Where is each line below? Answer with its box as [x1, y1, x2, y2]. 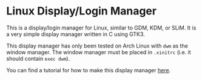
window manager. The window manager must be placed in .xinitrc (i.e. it [6, 48, 191, 55]
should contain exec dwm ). [6, 55, 70, 62]
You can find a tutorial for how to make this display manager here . [6, 66, 171, 73]
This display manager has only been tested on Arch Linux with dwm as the [6, 42, 188, 49]
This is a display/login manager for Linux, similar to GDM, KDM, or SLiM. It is [6, 24, 197, 31]
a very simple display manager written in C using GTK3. [6, 30, 146, 37]
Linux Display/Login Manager [6, 4, 157, 18]
